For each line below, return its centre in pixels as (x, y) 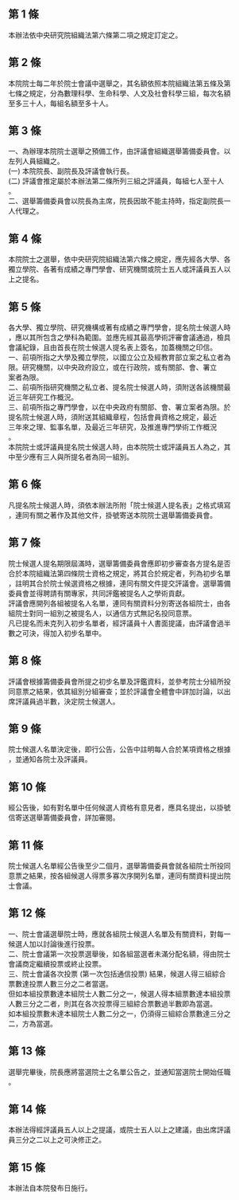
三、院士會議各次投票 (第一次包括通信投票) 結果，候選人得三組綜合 (117, 974)
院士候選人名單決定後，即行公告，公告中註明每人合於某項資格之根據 (119, 749)
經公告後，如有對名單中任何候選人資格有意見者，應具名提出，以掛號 (119, 808)
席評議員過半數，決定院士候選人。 (64, 701)
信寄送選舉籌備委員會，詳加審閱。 (64, 818)
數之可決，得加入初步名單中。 (57, 633)
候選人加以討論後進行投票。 (54, 943)
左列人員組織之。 (36, 161)
